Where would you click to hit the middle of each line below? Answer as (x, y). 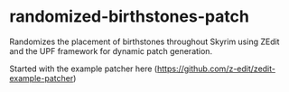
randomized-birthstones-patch (130, 17)
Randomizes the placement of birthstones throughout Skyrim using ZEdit (144, 41)
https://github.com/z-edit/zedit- (216, 69)
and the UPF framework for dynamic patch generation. (111, 51)
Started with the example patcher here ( (84, 69)
